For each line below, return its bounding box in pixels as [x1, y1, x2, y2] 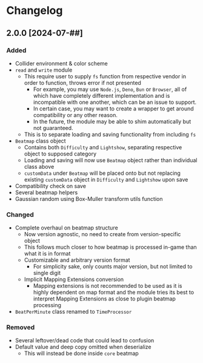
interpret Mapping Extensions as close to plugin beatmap [33, 295, 176, 302]
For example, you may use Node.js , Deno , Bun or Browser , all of [33, 86, 187, 93]
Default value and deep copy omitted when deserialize [15, 344, 151, 351]
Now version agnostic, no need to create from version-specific [24, 231, 181, 238]
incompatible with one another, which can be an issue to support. [33, 98, 197, 106]
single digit [33, 270, 61, 277]
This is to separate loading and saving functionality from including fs [24, 131, 196, 138]
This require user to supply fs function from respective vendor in [24, 72, 187, 80]
